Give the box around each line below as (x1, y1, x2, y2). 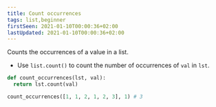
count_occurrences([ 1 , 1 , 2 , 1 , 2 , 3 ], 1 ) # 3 (7, 93, 143, 100)
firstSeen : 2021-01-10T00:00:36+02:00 (7, 23, 118, 29)
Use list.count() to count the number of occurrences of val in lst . (17, 61, 210, 69)
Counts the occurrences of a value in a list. (7, 48, 129, 56)
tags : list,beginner (7, 16, 67, 23)
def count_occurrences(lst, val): (7, 75, 107, 82)
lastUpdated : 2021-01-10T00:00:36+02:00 (7, 29, 125, 36)
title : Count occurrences (7, 10, 81, 17)
